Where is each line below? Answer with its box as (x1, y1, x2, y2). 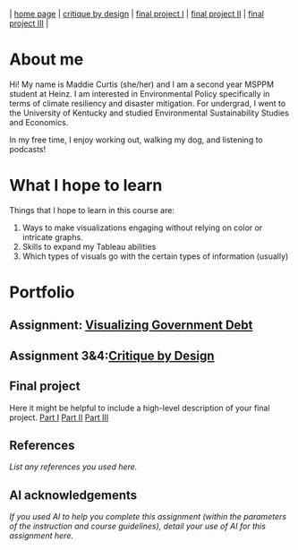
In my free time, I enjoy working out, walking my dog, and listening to (9, 134, 263, 145)
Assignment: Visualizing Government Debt (9, 318, 253, 333)
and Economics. (9, 116, 69, 127)
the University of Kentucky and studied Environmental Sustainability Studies (9, 107, 289, 118)
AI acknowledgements (9, 487, 138, 503)
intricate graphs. (21, 231, 83, 242)
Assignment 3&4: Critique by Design (9, 348, 215, 363)
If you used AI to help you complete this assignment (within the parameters (9, 511, 287, 522)
